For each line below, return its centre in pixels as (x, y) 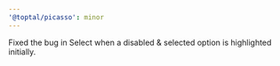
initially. (22, 51)
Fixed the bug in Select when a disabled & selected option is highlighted (140, 42)
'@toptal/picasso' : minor (56, 17)
